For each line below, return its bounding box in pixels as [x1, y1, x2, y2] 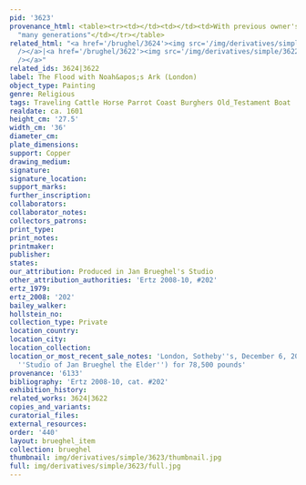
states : [9, 258, 39, 268]
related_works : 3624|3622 [9, 394, 107, 403]
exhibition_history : [9, 386, 88, 395]
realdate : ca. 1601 [9, 106, 84, 116]
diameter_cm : [9, 132, 59, 141]
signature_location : [9, 174, 88, 183]
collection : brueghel [9, 445, 92, 454]
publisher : [9, 250, 51, 259]
